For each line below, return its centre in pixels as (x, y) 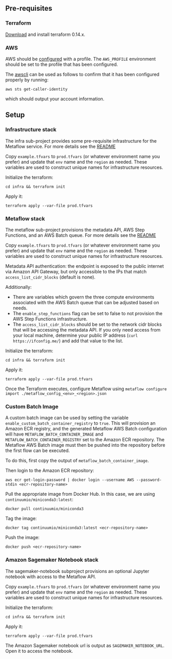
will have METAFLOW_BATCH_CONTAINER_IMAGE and (54, 434)
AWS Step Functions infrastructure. (50, 319)
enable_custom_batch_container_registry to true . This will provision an (80, 423)
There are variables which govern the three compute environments (83, 297)
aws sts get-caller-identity (36, 89)
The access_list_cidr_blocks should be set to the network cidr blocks (87, 324)
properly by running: (27, 80)
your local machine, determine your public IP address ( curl (75, 335)
